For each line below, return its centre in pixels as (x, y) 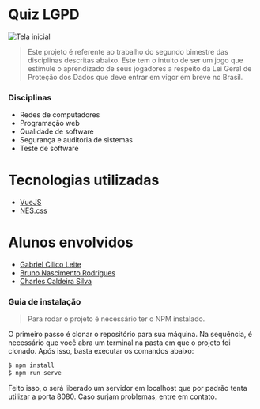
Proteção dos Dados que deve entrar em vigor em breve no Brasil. (135, 77)
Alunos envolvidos (71, 242)
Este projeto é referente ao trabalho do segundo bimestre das (128, 51)
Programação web (50, 123)
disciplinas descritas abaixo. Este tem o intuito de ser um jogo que (135, 60)
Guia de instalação (45, 302)
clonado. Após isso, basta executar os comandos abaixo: (101, 351)
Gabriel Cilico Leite (50, 265)
